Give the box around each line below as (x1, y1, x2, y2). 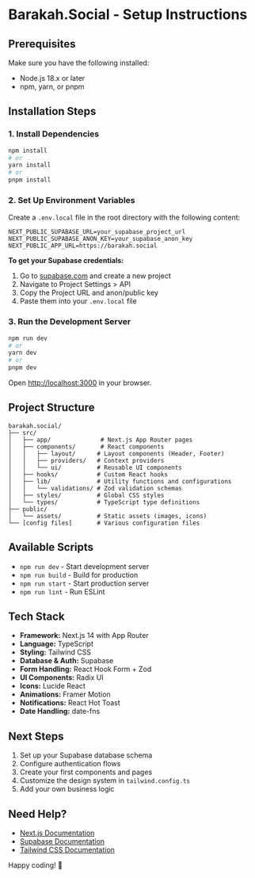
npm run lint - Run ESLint (19, 586, 105, 596)
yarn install (8, 161, 51, 170)
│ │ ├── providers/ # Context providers (8, 456, 165, 464)
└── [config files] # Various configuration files (8, 519, 200, 527)
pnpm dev (8, 364, 37, 372)
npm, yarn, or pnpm (19, 82, 85, 91)
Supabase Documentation (19, 837, 105, 846)
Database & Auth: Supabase (19, 656, 114, 666)
